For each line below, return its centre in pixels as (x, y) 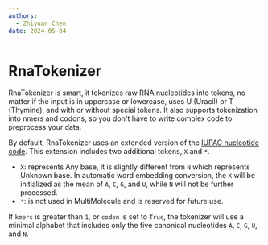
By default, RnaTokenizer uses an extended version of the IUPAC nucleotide (134, 143)
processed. (39, 193)
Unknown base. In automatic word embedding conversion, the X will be (138, 176)
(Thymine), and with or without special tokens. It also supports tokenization (133, 110)
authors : (23, 16)
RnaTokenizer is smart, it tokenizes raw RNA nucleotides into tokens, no (127, 93)
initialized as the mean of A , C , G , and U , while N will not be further (127, 184)
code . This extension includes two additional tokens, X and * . (109, 152)
